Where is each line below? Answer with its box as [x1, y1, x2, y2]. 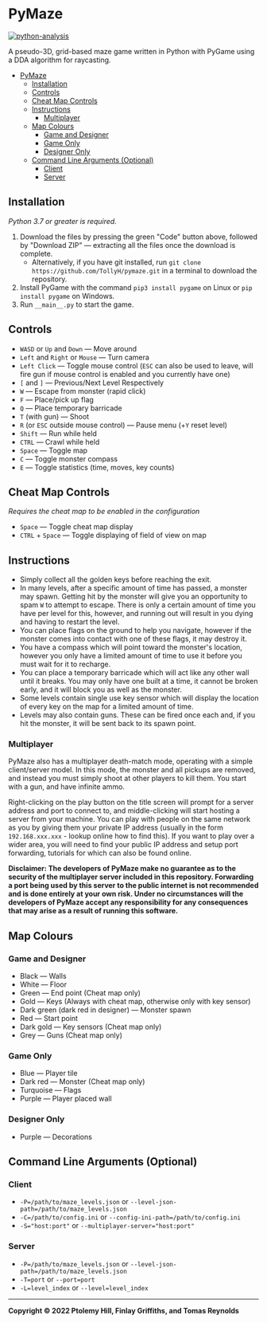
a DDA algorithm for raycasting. [8, 55, 111, 65]
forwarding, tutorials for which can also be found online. [8, 848, 192, 858]
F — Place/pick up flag [19, 395, 94, 404]
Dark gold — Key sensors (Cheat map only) [19, 1022, 162, 1032]
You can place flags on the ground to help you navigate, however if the [19, 626, 252, 635]
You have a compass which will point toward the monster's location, [19, 642, 242, 652]
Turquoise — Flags [19, 1085, 82, 1095]
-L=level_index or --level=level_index [19, 1282, 149, 1292]
